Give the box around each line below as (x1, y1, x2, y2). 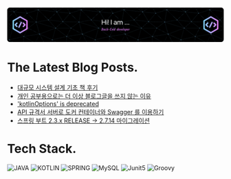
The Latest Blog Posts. (7, 59, 139, 75)
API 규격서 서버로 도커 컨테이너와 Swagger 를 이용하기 (16, 107, 164, 116)
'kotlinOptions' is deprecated (16, 99, 100, 107)
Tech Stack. (7, 140, 77, 156)
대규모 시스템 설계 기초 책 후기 (16, 83, 98, 92)
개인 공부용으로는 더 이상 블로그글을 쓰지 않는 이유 (16, 92, 151, 100)
